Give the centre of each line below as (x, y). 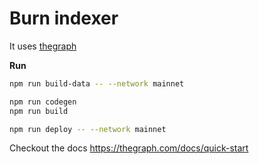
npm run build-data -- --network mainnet (97, 83)
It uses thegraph (43, 46)
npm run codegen (43, 102)
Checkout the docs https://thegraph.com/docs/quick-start (129, 148)
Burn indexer (64, 18)
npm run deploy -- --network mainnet (88, 129)
